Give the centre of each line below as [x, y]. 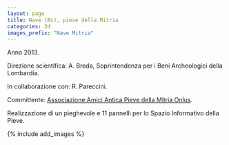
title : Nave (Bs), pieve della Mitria [63, 20]
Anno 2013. [23, 52]
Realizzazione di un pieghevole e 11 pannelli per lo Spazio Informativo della [113, 113]
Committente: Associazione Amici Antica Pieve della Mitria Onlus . [100, 100]
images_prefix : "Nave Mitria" [51, 33]
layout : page [26, 13]
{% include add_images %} [46, 134]
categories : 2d [29, 26]
